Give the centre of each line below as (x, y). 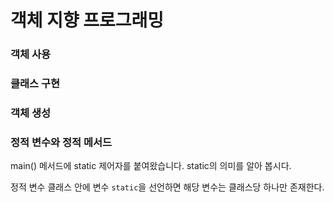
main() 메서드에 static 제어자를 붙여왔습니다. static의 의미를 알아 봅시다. (151, 166)
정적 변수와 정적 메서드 (61, 142)
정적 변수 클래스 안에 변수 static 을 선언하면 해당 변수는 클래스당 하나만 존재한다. (167, 187)
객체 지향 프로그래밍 (87, 20)
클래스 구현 (35, 84)
